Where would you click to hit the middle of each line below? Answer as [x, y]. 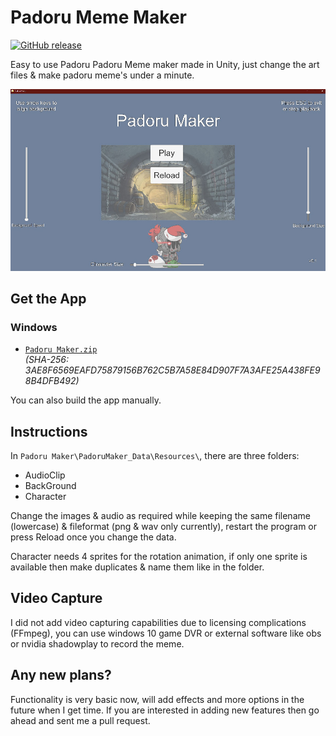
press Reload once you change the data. [93, 537]
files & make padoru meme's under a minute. [102, 75]
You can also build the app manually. [86, 400]
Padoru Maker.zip [61, 350]
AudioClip [45, 475]
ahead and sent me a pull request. [80, 720]
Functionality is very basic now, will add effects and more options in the [157, 699]
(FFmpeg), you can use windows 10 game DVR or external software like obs [166, 633]
